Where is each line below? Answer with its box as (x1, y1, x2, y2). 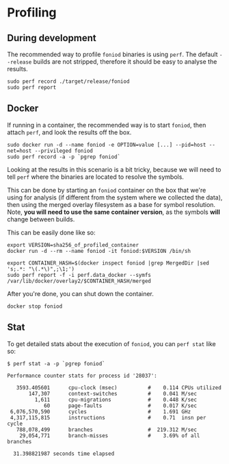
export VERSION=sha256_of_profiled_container (7, 241, 139, 248)
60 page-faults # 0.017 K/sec (43, 402, 197, 409)
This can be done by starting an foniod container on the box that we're (7, 186, 206, 194)
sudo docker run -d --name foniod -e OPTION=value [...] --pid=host (7, 141, 206, 148)
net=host (7, 147, 32, 154)
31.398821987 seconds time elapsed (13, 450, 115, 457)
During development (7, 32, 97, 44)
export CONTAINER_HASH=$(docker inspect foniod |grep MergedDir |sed (7, 259, 210, 267)
